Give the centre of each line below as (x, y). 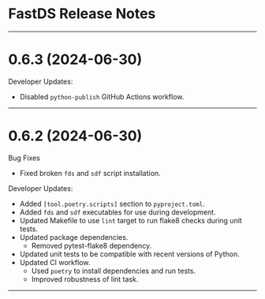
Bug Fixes (24, 158)
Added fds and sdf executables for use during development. (118, 212)
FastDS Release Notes (82, 14)
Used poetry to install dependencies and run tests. (113, 271)
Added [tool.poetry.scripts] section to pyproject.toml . (112, 204)
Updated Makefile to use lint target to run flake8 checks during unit (131, 220)
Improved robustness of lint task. (85, 279)
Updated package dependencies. (74, 237)
